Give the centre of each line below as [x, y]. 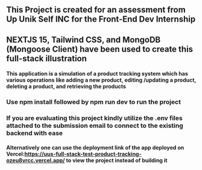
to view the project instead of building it [117, 160]
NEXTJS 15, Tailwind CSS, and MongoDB [84, 39]
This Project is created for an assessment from [96, 10]
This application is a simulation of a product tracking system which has [97, 74]
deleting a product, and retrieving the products [66, 87]
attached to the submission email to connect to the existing [95, 126]
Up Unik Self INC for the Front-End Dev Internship [101, 20]
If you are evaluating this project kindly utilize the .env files [94, 118]
